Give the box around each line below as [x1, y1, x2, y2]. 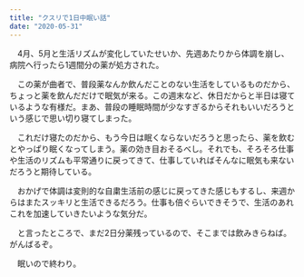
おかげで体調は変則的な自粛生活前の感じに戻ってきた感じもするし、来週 [16, 185, 288, 196]
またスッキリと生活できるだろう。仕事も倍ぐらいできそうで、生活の [25, 196, 279, 207]
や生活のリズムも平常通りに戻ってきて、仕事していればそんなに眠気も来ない [9, 154, 295, 165]
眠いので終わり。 [16, 258, 82, 269]
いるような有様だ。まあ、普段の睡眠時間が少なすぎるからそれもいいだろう [9, 101, 288, 112]
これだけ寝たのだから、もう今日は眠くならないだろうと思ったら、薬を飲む [16, 132, 295, 143]
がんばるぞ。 [9, 238, 57, 250]
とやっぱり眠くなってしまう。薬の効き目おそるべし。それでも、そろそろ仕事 [9, 143, 295, 154]
